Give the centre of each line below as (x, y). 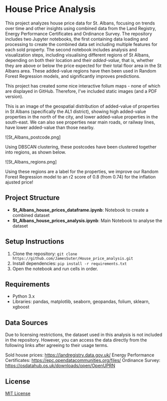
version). (14, 96)
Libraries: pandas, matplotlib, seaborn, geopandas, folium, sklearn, (81, 301)
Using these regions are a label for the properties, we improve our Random (82, 171)
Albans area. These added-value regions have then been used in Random (81, 70)
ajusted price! (19, 182)
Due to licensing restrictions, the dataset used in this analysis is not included (84, 335)
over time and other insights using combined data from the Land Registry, (81, 28)
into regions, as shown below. (36, 152)
